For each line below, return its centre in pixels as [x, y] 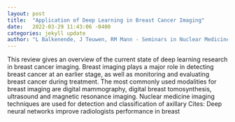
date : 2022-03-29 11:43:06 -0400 [59, 26]
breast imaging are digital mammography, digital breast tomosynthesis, [109, 89]
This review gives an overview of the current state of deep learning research [117, 59]
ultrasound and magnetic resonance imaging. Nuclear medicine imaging [111, 97]
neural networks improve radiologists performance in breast [94, 112]
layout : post [26, 14]
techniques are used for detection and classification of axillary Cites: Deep [115, 104]
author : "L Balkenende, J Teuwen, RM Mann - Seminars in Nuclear [104, 40]
